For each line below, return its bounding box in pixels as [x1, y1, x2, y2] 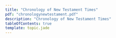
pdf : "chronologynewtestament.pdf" [5, 12, 78, 17]
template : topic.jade [5, 26, 50, 31]
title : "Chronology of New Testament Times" [5, 7, 98, 12]
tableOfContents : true [5, 21, 52, 26]
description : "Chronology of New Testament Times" [5, 16, 112, 21]
